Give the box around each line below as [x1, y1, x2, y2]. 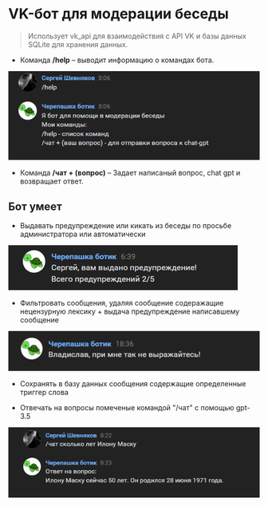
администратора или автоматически [19, 229, 146, 239]
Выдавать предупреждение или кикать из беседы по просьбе [19, 221, 232, 231]
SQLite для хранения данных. [27, 39, 128, 49]
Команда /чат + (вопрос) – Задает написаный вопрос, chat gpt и [19, 168, 241, 178]
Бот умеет [8, 200, 62, 213]
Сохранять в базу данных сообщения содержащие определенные [19, 379, 246, 389]
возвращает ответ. [19, 176, 84, 186]
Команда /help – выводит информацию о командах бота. [19, 55, 215, 65]
